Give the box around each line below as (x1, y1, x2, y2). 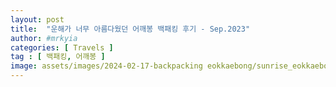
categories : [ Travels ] (10, 42, 114, 53)
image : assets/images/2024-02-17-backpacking (10, 61, 203, 71)
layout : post (10, 14, 65, 25)
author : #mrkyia (10, 33, 78, 43)
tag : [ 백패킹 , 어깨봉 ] (10, 52, 106, 62)
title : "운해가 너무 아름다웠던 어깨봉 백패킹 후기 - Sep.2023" (10, 24, 251, 34)
